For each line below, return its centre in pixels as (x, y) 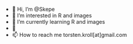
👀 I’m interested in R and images (52, 15)
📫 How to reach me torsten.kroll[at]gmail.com (70, 35)
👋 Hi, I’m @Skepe (33, 9)
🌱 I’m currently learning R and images (58, 22)
